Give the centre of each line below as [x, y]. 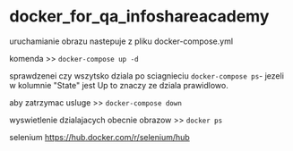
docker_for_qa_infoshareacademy [139, 17]
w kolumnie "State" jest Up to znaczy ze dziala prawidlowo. [119, 85]
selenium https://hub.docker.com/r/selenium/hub [99, 137]
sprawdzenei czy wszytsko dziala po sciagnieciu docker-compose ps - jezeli [147, 75]
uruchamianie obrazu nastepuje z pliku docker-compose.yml [121, 41]
